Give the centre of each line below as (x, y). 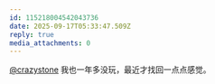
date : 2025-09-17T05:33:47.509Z (70, 26)
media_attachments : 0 (50, 43)
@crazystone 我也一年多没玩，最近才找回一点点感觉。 (110, 70)
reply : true (32, 34)
